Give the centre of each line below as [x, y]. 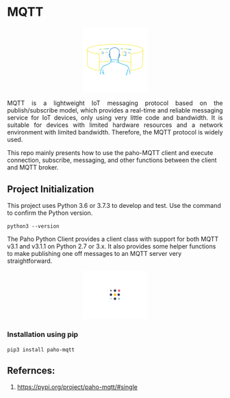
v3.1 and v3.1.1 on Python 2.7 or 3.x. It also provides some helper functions [112, 246]
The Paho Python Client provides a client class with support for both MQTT [113, 239]
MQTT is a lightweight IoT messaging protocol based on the [115, 103]
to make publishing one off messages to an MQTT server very [94, 253]
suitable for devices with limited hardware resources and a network [115, 125]
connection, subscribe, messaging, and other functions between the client [112, 160]
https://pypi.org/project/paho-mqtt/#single [77, 387]
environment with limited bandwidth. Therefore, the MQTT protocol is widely [115, 132]
